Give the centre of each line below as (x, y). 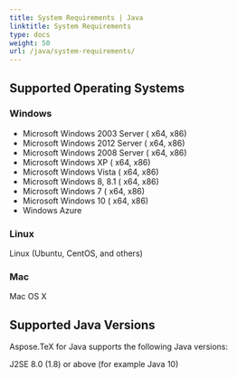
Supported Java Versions (82, 325)
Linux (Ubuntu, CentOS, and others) (76, 253)
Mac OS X (28, 297)
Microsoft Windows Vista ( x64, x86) (91, 172)
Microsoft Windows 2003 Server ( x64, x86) (104, 133)
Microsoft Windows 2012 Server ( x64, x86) (104, 143)
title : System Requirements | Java (76, 18)
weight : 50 (30, 43)
